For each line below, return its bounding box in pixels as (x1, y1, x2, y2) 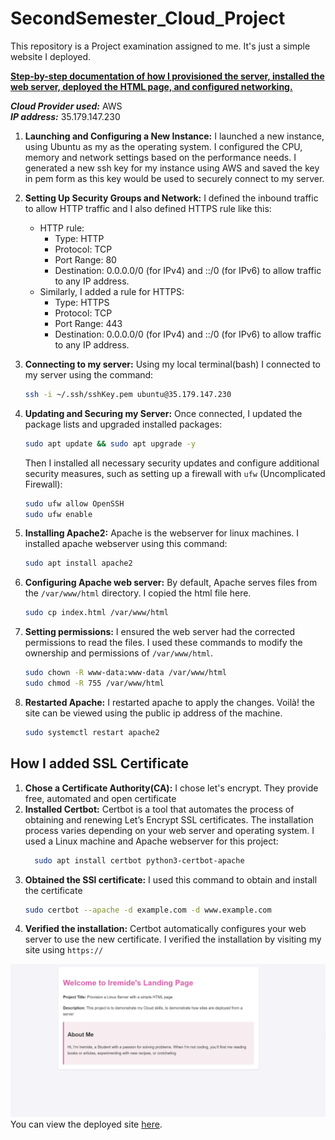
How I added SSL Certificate (10, 755, 190, 772)
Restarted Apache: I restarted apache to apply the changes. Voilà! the (24, 696, 315, 708)
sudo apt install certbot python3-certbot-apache (34, 855, 245, 866)
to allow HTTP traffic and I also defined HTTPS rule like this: (24, 202, 272, 214)
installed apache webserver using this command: (24, 538, 228, 550)
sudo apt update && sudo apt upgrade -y (24, 438, 196, 449)
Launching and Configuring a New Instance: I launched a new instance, (24, 130, 325, 142)
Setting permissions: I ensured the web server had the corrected (24, 626, 296, 638)
